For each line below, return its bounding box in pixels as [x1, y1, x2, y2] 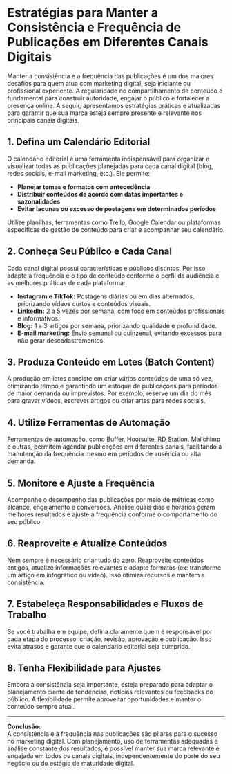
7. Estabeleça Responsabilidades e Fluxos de [7, 598, 204, 610]
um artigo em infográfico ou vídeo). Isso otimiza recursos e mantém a [7, 570, 205, 579]
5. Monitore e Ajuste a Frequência [7, 477, 155, 489]
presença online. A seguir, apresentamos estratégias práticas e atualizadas [7, 101, 221, 109]
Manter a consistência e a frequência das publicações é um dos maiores [7, 71, 214, 80]
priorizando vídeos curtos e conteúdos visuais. [17, 299, 151, 307]
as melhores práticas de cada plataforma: [7, 278, 126, 287]
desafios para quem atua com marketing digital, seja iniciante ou [7, 79, 191, 87]
